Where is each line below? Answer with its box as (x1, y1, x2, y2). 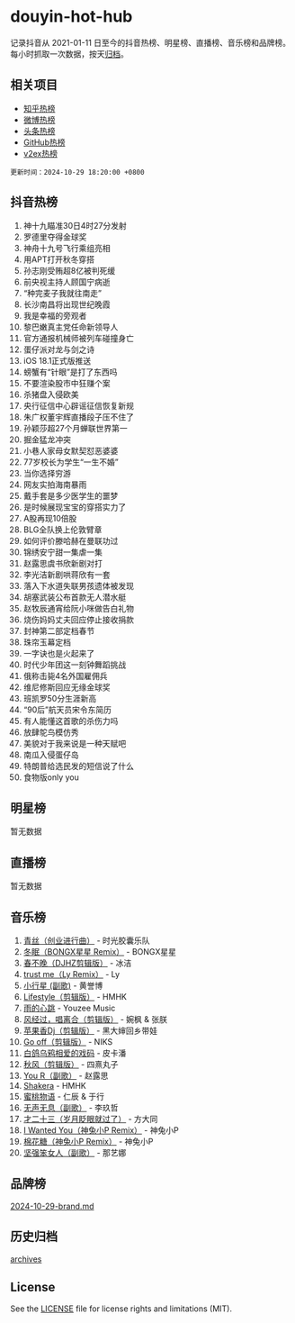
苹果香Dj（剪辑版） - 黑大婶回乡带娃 (22, 1025, 158, 1036)
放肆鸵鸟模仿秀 (22, 727, 79, 738)
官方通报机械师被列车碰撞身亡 (22, 332, 134, 343)
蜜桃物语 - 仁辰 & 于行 (22, 1092, 105, 1101)
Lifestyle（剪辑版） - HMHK (22, 992, 127, 1001)
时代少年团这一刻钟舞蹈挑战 (22, 659, 127, 670)
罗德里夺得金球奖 (22, 231, 87, 242)
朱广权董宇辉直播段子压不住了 (22, 412, 134, 422)
